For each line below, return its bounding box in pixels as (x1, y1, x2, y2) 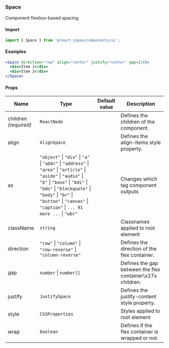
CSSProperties (39, 311, 74, 317)
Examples (5, 48, 27, 54)
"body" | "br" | (39, 191, 73, 198)
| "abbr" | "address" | (39, 160, 89, 167)
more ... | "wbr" (39, 210, 78, 217)
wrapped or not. (120, 334, 158, 341)
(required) (8, 122, 32, 129)
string (39, 225, 55, 231)
